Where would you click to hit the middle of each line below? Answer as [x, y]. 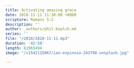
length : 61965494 [24, 48]
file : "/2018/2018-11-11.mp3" [38, 39]
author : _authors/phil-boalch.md [41, 29]
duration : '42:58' [25, 43]
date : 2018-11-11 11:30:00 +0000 [41, 15]
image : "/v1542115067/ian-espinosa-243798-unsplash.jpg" [67, 53]
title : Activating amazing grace [41, 10]
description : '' [23, 24]
